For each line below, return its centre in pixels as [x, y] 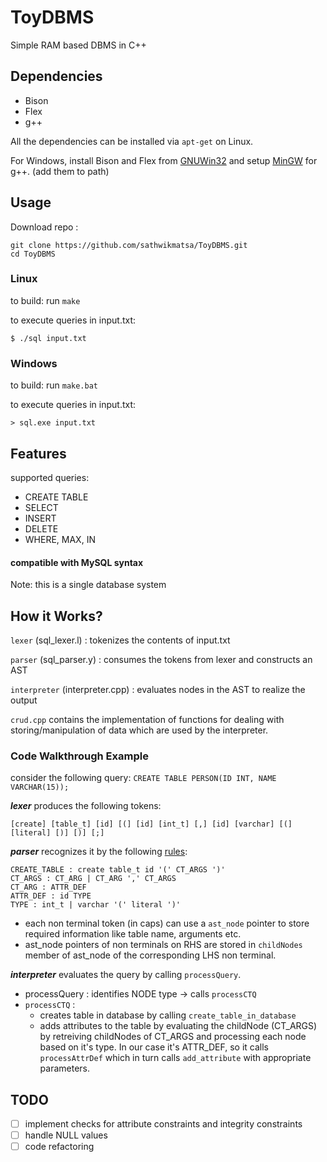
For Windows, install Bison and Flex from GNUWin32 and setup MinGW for [164, 160]
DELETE [41, 528]
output [24, 700]
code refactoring [59, 1147]
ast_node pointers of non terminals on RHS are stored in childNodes [163, 945]
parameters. [65, 1068]
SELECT [41, 507]
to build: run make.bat [54, 385]
